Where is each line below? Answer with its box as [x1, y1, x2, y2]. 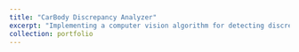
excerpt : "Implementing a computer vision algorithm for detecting [9, 21, 265, 30]
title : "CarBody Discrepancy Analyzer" [9, 12, 158, 22]
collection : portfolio [9, 29, 93, 38]
